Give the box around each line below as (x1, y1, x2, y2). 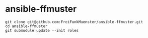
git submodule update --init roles (5, 28, 79, 33)
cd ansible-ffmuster (5, 23, 48, 29)
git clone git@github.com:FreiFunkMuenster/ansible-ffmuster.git (5, 19, 143, 24)
